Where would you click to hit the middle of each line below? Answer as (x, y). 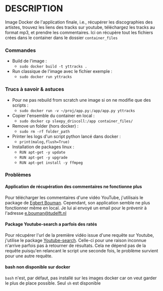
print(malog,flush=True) (45, 142)
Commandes (20, 50)
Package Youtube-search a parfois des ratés (51, 224)
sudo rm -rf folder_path (45, 132)
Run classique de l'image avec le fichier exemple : (62, 71)
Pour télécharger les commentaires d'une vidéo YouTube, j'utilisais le (74, 197)
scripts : (20, 105)
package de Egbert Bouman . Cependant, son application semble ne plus (78, 202)
